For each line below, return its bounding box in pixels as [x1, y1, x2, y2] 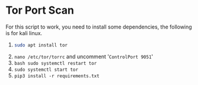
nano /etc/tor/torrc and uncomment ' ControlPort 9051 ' [14, 53, 154, 60]
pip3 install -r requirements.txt [14, 73, 100, 79]
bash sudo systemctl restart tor [14, 60, 97, 66]
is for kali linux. [5, 29, 43, 36]
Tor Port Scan [5, 4, 75, 17]
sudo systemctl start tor [14, 67, 78, 73]
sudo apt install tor [14, 42, 68, 48]
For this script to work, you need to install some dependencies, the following [5, 23, 192, 30]
